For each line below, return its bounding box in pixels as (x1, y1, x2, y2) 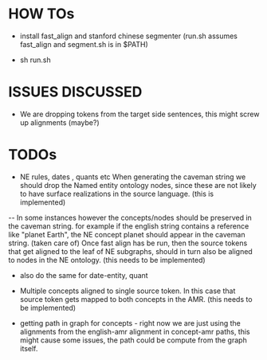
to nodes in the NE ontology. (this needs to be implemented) (8, 255, 206, 264)
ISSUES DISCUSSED (8, 83, 143, 101)
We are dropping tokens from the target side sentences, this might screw (19, 109, 260, 119)
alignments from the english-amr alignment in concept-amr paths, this (19, 327, 250, 336)
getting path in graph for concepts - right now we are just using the (19, 318, 241, 327)
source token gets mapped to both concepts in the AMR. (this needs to (19, 294, 253, 303)
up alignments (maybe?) (19, 117, 100, 127)
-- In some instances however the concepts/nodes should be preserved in (8, 213, 253, 222)
